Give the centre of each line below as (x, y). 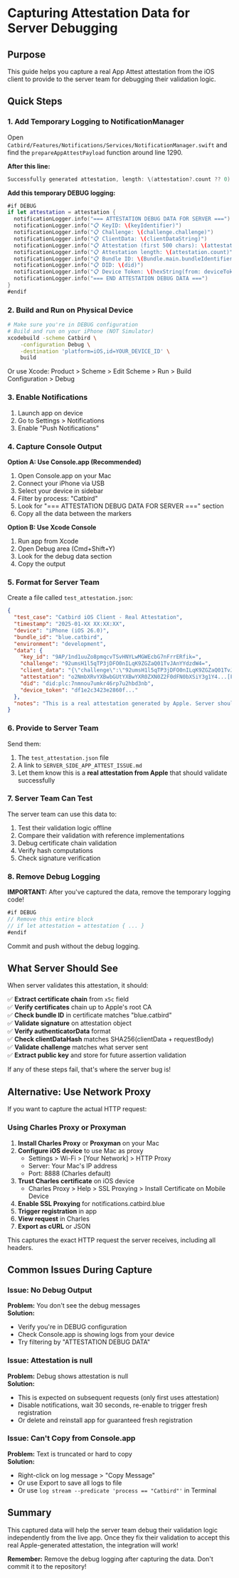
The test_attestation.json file (63, 757)
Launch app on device (50, 413)
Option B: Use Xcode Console (52, 527)
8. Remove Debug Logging (54, 877)
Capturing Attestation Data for (99, 13)
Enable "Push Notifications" (58, 428)
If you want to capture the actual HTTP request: (77, 1109)
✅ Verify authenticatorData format (59, 1031)
